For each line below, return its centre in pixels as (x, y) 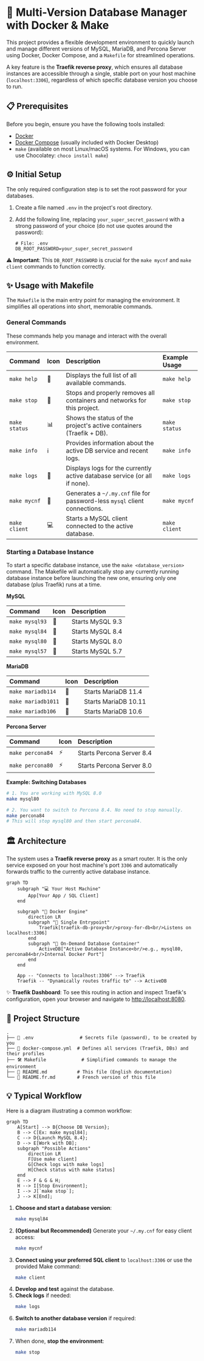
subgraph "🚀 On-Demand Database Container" (84, 944)
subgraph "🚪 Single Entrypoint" (69, 922)
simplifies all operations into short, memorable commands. (80, 306)
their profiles (25, 1053)
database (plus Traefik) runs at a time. (54, 584)
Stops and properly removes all (110, 392)
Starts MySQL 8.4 (97, 631)
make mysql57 (28, 651)
